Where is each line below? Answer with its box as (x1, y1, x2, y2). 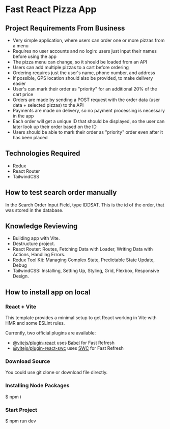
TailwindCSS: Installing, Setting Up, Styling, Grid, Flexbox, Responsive (12, 268, 159, 274)
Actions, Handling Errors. (12, 252, 66, 258)
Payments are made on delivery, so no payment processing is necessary (12, 108, 165, 113)
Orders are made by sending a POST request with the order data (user (12, 97, 160, 103)
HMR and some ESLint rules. (5, 320, 65, 326)
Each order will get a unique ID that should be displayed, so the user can (12, 118, 165, 124)
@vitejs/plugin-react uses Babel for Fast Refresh (12, 340, 115, 346)
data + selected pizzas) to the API (12, 102, 84, 108)
